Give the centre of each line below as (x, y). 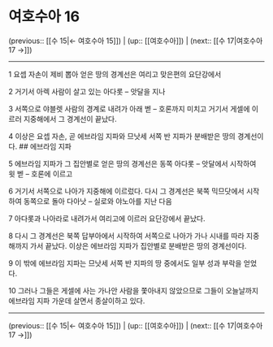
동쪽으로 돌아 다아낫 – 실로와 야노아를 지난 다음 (97, 201)
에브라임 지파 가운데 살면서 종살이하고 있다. (77, 301)
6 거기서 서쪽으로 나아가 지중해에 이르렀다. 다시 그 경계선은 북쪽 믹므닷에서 (127, 191)
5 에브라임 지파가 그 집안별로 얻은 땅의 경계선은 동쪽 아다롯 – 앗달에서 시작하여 (132, 163)
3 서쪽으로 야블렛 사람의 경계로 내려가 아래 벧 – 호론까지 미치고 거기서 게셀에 (129, 108)
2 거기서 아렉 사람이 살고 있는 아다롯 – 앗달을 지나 (87, 91)
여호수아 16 (44, 17)
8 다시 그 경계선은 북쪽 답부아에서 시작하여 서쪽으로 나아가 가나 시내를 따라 (127, 236)
